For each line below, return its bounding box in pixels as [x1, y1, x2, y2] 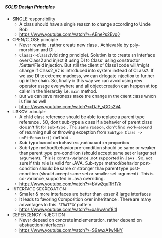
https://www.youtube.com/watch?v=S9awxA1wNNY [19, 227, 123, 233]
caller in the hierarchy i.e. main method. [19, 88, 98, 94]
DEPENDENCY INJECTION [12, 211, 65, 218]
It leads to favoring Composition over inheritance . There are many [19, 196, 152, 202]
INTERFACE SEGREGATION [12, 186, 66, 191]
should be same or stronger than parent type [39, 165, 129, 171]
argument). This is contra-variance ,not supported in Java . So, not [19, 155, 152, 161]
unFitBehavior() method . [19, 134, 71, 140]
